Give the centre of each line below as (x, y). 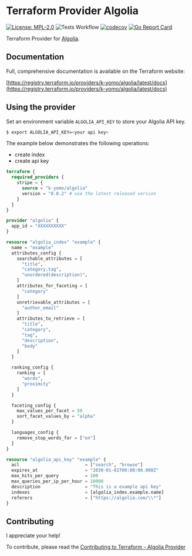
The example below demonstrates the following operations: (78, 143)
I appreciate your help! (33, 535)
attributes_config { (36, 253)
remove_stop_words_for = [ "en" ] (56, 438)
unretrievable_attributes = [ (54, 302)
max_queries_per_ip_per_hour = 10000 (58, 481)
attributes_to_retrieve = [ (51, 319)
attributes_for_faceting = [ (52, 286)
